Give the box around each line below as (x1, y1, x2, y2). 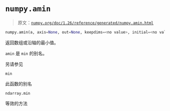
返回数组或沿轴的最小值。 (5, 40, 59, 46)
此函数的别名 (5, 81, 32, 87)
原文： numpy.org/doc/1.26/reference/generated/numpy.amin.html (17, 19, 154, 25)
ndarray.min (5, 91, 30, 96)
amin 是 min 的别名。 (5, 50, 47, 56)
